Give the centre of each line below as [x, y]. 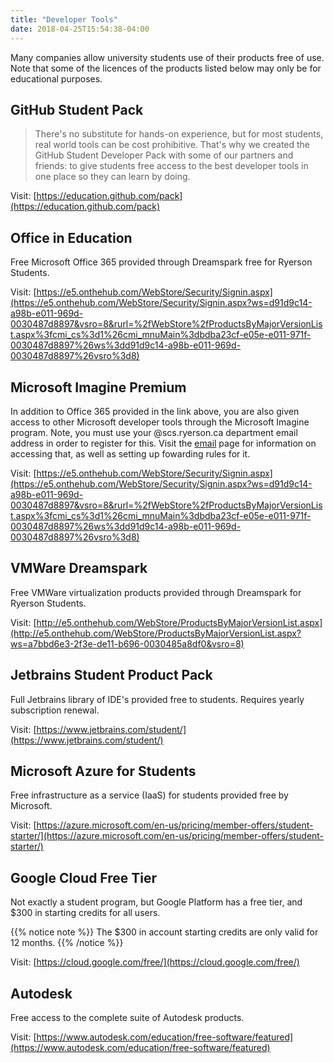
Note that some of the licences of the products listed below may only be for [166, 68]
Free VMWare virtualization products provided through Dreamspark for [156, 592]
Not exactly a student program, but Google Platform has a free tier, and [156, 902]
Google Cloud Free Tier [84, 877]
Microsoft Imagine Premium [98, 387]
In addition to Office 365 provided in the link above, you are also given [155, 411]
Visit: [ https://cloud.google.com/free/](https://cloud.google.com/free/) [155, 962]
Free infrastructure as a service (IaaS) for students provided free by [149, 795]
